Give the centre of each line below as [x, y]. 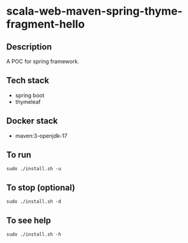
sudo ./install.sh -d [34, 202]
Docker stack [32, 121]
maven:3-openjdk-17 [41, 136]
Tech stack [28, 81]
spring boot [30, 95]
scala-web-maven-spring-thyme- [95, 11]
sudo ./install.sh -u [34, 169]
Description [29, 47]
